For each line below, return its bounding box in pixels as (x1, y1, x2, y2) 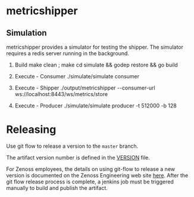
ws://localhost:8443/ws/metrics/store (14, 91, 108, 97)
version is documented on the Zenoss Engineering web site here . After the (6, 171, 189, 179)
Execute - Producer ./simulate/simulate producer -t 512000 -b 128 (14, 102, 177, 109)
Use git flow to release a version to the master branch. (6, 142, 139, 150)
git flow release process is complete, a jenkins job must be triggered (6, 178, 174, 185)
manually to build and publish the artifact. (6, 184, 108, 191)
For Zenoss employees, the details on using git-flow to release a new (6, 165, 176, 173)
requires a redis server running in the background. (6, 50, 130, 57)
